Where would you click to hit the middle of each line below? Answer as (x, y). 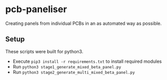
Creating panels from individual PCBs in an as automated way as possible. (83, 23)
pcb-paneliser (36, 9)
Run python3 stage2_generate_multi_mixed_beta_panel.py (74, 72)
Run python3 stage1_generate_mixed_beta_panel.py (67, 66)
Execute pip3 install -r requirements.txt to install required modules (87, 61)
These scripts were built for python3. (44, 51)
